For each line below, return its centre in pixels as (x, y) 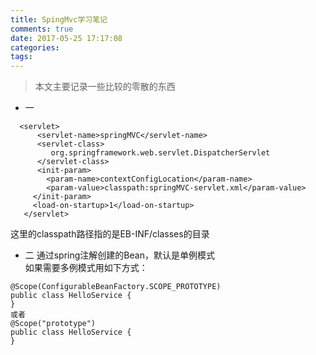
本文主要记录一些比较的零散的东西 (105, 87)
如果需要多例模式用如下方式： (86, 268)
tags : (21, 57)
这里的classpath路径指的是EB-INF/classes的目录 (110, 234)
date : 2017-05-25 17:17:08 (66, 38)
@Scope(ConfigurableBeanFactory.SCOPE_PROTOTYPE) (116, 287)
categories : (35, 47)
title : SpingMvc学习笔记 (59, 19)
